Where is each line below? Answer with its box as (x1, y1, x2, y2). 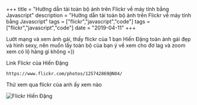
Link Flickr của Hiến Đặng (6, 59, 69, 66)
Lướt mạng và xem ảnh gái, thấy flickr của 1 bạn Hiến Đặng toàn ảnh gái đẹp (6, 36, 191, 42)
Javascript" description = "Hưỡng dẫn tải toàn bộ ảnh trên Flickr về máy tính (6, 12, 192, 19)
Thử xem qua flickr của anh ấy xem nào (6, 81, 102, 88)
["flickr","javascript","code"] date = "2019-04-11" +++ (6, 24, 136, 31)
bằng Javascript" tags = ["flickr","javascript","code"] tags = (6, 18, 150, 25)
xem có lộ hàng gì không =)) (6, 48, 75, 55)
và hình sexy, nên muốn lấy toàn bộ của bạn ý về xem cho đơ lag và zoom (6, 42, 186, 49)
